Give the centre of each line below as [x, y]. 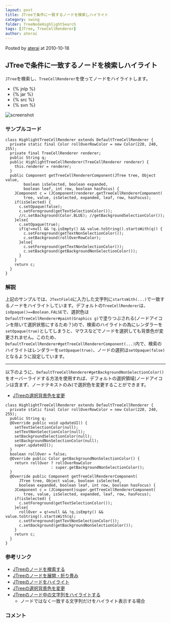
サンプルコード [23, 129]
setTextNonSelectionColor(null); [50, 432]
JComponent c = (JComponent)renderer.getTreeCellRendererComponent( [89, 193]
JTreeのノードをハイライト [41, 582]
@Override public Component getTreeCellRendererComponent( [74, 476]
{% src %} [23, 99]
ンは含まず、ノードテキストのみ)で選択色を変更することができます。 [77, 385]
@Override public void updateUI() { [49, 423]
